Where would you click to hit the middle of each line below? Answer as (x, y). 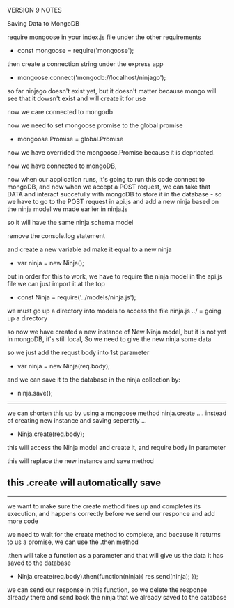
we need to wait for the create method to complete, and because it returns (114, 534)
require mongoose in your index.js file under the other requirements (104, 37)
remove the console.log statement (56, 236)
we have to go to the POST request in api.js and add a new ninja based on (113, 202)
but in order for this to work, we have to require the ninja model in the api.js (115, 276)
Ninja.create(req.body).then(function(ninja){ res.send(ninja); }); (108, 576)
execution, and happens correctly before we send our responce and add (111, 513)
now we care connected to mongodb (60, 112)
